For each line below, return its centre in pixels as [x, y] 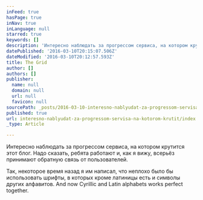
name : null [25, 85]
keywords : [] [23, 40]
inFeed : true [23, 12]
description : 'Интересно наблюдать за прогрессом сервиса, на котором [97, 46]
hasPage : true [24, 18]
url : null [24, 96]
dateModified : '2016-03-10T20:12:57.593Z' [60, 57]
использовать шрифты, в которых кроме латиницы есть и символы [93, 178]
